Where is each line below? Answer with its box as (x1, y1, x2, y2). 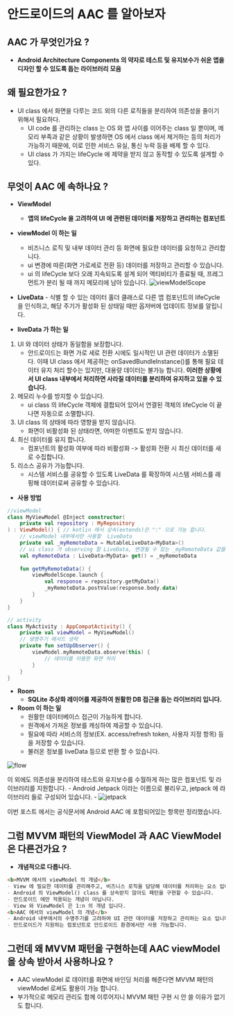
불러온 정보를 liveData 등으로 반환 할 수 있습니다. (27, 747, 160, 756)
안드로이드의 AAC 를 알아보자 (7, 6, 166, 22)
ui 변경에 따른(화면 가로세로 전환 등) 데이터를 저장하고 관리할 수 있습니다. (27, 261, 224, 269)
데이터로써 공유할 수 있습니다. (40, 478, 121, 486)
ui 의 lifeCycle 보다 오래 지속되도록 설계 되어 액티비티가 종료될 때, (27, 269, 205, 278)
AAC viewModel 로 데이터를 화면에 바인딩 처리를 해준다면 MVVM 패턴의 (17, 976, 214, 983)
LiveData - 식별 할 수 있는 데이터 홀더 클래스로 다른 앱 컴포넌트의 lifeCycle (17, 293, 221, 301)
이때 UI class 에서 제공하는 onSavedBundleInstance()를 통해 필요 (37, 357, 216, 365)
